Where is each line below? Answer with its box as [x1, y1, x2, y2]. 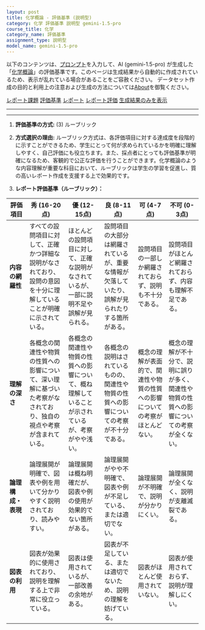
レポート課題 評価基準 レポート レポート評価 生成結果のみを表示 [6, 96, 168, 104]
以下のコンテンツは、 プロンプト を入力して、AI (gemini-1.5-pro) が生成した [6, 60, 194, 68]
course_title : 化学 [6, 26, 54, 32]
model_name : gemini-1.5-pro [6, 43, 78, 49]
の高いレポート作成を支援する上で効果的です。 [15, 172, 133, 179]
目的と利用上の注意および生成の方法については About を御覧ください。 [16, 83, 192, 90]
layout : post [6, 9, 40, 15]
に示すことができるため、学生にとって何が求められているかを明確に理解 [15, 141, 196, 148]
